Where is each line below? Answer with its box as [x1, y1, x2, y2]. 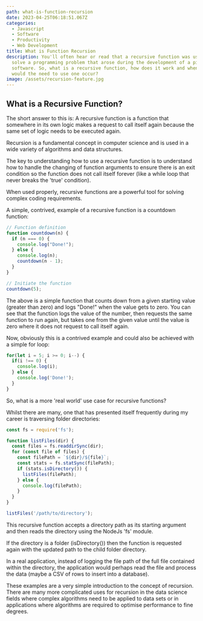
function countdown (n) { [6, 230, 69, 236]
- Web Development [11, 43, 59, 49]
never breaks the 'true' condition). [6, 176, 91, 184]
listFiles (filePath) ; [22, 471, 77, 477]
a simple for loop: [6, 341, 50, 348]
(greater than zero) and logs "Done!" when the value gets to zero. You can [6, 303, 191, 310]
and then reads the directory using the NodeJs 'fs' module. [6, 527, 153, 535]
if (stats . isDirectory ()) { [17, 466, 88, 472]
